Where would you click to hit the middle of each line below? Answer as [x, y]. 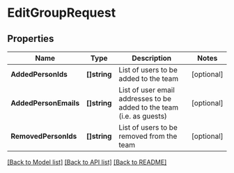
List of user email [147, 90]
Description [152, 58]
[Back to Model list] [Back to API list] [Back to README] [87, 162]
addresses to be [145, 99]
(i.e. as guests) [142, 116]
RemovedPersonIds [44, 136]
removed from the [148, 136]
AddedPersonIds [39, 74]
